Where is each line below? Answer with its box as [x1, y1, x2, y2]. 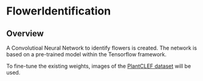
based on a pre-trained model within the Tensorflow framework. [6, 51, 167, 58]
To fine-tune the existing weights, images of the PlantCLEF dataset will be [6, 62, 191, 70]
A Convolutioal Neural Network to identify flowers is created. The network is [6, 44, 198, 51]
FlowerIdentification [6, 4, 111, 18]
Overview [6, 28, 44, 39]
